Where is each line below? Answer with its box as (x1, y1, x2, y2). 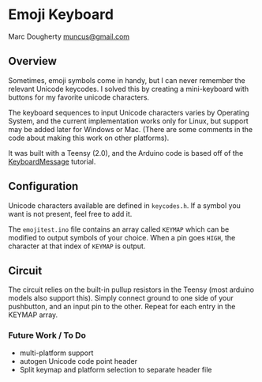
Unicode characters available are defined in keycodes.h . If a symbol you (8, 200, 241, 210)
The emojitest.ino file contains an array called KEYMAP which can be (8, 224, 230, 234)
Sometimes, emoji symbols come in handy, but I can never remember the (8, 75, 246, 85)
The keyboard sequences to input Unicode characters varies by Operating (8, 108, 250, 117)
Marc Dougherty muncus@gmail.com (8, 32, 130, 41)
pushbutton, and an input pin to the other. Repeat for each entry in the (8, 302, 236, 312)
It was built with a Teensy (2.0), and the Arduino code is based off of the (8, 148, 244, 157)
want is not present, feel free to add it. (8, 209, 133, 218)
